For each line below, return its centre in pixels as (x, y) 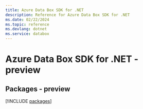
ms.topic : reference (28, 24)
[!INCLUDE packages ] (29, 101)
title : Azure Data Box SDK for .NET (44, 10)
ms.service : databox (28, 34)
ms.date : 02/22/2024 (28, 19)
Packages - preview (38, 89)
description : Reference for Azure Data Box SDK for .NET (68, 15)
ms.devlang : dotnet (26, 29)
